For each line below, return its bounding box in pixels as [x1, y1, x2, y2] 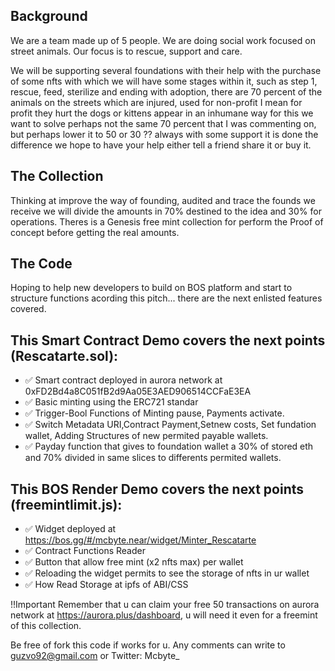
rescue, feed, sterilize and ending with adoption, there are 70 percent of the [10, 85, 323, 98]
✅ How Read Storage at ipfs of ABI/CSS [24, 579, 189, 591]
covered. [10, 303, 47, 315]
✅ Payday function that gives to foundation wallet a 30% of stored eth [24, 440, 314, 453]
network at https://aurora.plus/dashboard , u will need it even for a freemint [10, 609, 318, 621]
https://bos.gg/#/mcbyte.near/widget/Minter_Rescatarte [24, 534, 257, 546]
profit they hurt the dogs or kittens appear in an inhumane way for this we [10, 107, 314, 119]
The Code [10, 255, 73, 273]
